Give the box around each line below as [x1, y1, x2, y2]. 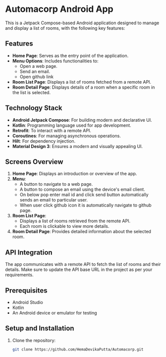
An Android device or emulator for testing [12, 310, 98, 315]
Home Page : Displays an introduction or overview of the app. [12, 171, 137, 177]
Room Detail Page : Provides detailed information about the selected [12, 229, 151, 235]
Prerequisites [5, 286, 48, 295]
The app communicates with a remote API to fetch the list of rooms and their [5, 261, 161, 267]
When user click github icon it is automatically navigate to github [19, 202, 152, 208]
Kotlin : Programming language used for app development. [12, 122, 131, 128]
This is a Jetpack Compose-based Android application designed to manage [5, 20, 160, 26]
